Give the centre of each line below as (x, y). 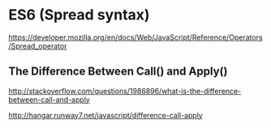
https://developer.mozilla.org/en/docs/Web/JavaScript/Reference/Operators (135, 37)
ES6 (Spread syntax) (79, 15)
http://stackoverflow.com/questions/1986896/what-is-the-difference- (125, 91)
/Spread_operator (38, 45)
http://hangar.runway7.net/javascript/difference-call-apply (105, 115)
